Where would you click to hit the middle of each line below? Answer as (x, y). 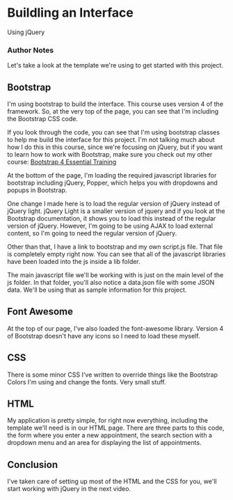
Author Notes (31, 50)
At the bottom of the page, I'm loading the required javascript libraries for (112, 175)
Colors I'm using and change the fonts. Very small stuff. (87, 382)
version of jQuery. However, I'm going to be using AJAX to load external (110, 226)
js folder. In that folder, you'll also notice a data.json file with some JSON (111, 283)
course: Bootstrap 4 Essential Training (62, 162)
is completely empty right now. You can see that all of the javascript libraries (116, 254)
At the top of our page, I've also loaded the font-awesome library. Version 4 (115, 328)
